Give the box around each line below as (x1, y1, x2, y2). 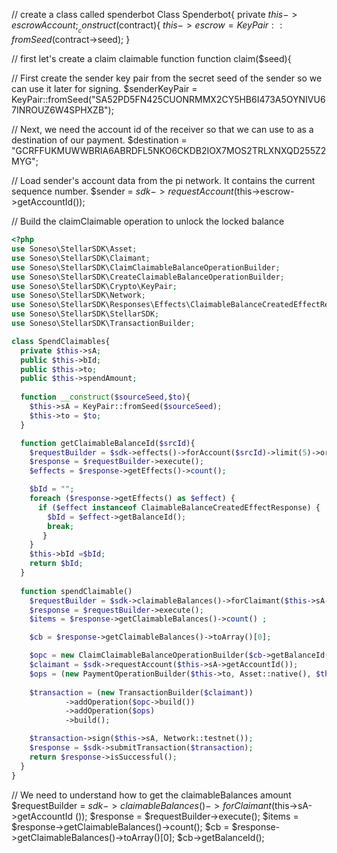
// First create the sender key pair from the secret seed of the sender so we (11, 72, 323, 84)
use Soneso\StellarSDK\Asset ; (11, 244, 138, 254)
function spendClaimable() (20, 586, 133, 596)
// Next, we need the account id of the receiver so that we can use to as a (11, 124, 314, 136)
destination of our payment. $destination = (11, 134, 188, 146)
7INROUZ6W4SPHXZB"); (11, 104, 114, 116)
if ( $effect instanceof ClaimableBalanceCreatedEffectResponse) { (37, 502, 321, 513)
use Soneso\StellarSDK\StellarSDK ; (11, 309, 160, 319)
